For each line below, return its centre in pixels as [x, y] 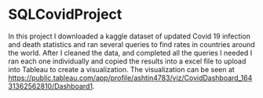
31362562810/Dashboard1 [50, 86]
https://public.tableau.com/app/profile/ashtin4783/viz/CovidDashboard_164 [130, 78]
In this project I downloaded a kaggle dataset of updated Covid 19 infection [130, 36]
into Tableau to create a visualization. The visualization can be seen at [122, 69]
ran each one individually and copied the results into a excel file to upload [127, 61]
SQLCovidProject [65, 15]
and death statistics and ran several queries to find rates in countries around [131, 44]
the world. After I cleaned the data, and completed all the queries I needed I [130, 53]
